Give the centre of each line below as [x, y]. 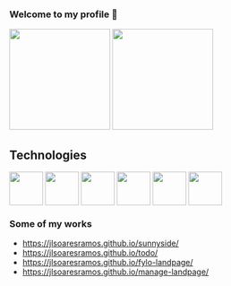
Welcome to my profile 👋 [64, 14]
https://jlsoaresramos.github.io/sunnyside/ [100, 243]
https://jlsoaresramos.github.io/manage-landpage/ [115, 272]
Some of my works [51, 224]
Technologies [48, 155]
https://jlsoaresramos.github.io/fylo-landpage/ [108, 263]
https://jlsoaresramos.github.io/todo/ [90, 253]
